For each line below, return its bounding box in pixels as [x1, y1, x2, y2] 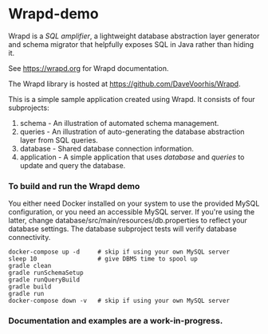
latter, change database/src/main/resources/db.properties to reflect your [8, 216, 247, 226]
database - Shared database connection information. [19, 143, 194, 153]
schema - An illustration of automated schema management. [19, 118, 219, 128]
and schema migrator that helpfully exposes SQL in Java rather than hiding [8, 39, 254, 49]
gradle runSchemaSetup [8, 269, 84, 277]
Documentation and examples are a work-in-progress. [8, 316, 223, 327]
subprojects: [8, 103, 49, 112]
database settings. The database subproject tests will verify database [8, 224, 237, 234]
